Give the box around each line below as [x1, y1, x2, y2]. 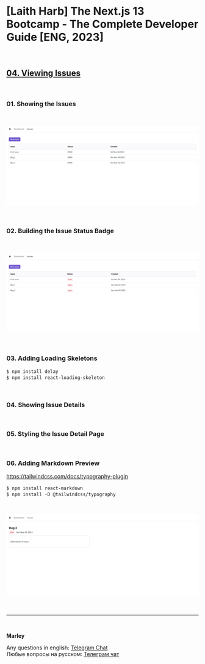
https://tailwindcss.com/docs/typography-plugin [6, 472, 128, 480]
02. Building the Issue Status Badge [6, 227, 114, 236]
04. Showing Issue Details [6, 400, 85, 409]
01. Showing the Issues [6, 99, 76, 108]
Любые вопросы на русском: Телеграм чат [6, 651, 120, 658]
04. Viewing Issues [6, 68, 81, 79]
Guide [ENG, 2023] [6, 31, 104, 44]
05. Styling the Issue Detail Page [6, 430, 105, 438]
